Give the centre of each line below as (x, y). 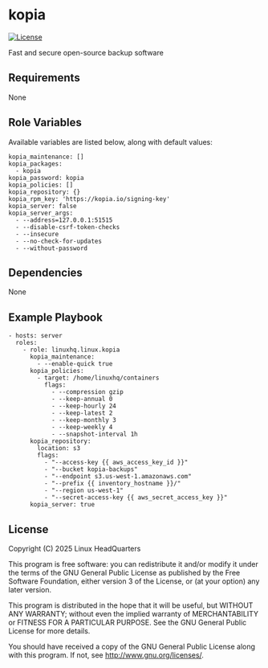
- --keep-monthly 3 (83, 420)
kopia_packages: (35, 164)
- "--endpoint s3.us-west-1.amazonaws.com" (118, 477)
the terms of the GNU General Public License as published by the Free (124, 573)
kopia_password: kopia (46, 178)
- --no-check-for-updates (59, 241)
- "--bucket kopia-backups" (91, 469)
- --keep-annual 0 (82, 400)
